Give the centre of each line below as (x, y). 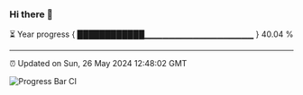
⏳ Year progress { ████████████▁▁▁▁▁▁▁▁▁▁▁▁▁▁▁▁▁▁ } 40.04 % (151, 34)
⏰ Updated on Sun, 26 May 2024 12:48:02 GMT (98, 64)
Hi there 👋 (32, 14)
